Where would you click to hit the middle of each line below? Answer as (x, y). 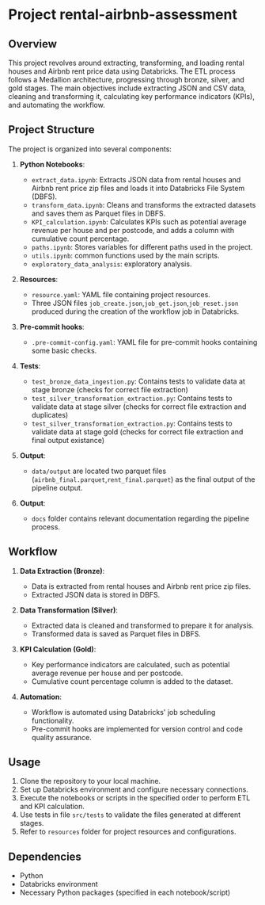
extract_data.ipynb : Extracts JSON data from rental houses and (136, 179)
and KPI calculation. (52, 807)
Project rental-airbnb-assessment (123, 15)
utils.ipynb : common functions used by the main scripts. (125, 255)
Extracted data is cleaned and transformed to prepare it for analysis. (143, 625)
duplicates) (50, 414)
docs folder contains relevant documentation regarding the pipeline (140, 518)
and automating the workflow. (57, 105)
